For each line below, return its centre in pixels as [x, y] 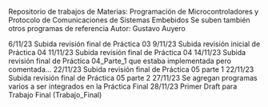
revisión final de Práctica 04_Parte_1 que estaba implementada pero [120, 61]
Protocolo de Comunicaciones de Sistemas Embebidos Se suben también [129, 20]
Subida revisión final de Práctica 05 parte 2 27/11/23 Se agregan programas [133, 78]
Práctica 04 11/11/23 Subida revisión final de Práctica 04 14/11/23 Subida [127, 52]
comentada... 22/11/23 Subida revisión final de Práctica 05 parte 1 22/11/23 [131, 69]
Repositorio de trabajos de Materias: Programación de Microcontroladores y [134, 12]
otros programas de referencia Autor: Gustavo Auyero [97, 28]
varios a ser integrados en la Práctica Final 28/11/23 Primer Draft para [123, 86]
